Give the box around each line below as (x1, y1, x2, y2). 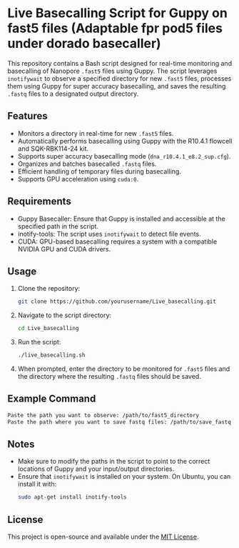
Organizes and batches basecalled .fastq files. (17, 159, 157, 168)
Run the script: (17, 338, 61, 347)
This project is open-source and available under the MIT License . (7, 532, 199, 541)
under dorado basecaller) (7, 36, 162, 51)
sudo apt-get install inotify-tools (17, 494, 127, 501)
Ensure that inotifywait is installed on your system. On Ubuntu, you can (17, 472, 231, 481)
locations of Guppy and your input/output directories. (17, 464, 175, 473)
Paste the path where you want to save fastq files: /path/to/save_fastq (7, 418, 232, 426)
